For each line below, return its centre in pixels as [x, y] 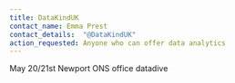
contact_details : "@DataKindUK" [73, 34]
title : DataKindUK [44, 18]
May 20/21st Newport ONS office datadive [89, 69]
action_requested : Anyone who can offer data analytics [117, 43]
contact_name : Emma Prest [58, 26]
